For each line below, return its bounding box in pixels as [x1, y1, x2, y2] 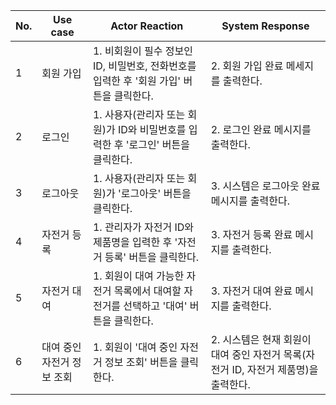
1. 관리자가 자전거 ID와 [92, 220, 195, 234]
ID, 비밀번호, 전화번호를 [92, 59, 197, 73]
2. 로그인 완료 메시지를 [210, 123, 312, 136]
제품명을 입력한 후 [92, 235, 173, 249]
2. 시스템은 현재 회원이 [210, 333, 312, 346]
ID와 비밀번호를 [117, 123, 187, 136]
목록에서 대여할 [113, 284, 182, 298]
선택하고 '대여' [123, 299, 188, 313]
